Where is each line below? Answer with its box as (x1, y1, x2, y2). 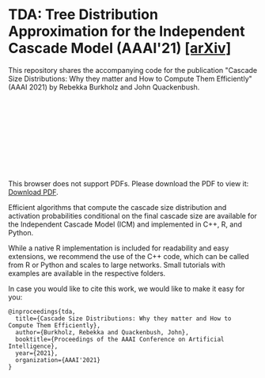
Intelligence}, (8, 342, 59, 350)
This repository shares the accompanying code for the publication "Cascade (8, 65, 258, 74)
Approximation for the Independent (8, 22, 245, 40)
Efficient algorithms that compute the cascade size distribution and (8, 202, 227, 212)
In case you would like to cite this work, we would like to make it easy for (8, 284, 245, 293)
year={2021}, (15, 349, 59, 357)
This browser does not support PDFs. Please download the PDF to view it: (8, 178, 249, 188)
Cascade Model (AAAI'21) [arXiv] (8, 40, 232, 57)
